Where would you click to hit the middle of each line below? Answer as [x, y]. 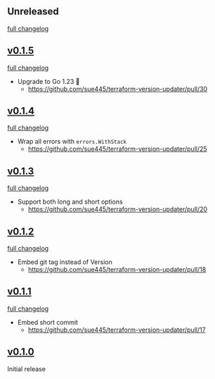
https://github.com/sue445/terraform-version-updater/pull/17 [117, 330]
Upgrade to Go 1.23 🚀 [48, 81]
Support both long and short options [70, 202]
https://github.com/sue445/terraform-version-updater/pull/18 [117, 270]
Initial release [26, 368]
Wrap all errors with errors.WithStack [72, 142]
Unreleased [33, 12]
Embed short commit [48, 322]
